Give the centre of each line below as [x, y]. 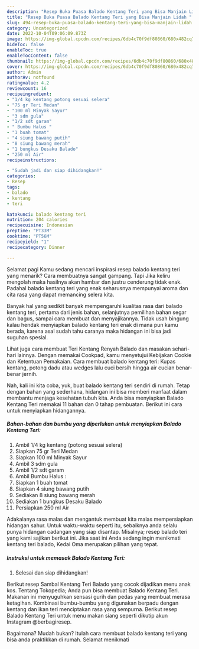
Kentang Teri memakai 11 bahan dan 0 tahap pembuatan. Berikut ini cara [94, 404]
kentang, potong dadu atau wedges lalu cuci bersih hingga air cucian [91, 368]
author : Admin [24, 72]
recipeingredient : [29, 94]
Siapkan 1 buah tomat [41, 483]
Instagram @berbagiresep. [39, 622]
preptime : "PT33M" [29, 231]
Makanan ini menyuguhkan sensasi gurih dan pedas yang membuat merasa [99, 597]
